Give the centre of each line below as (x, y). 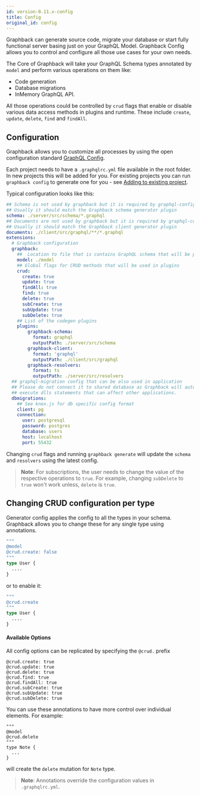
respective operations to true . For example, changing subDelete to (102, 478)
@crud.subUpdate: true (34, 693)
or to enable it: (24, 586)
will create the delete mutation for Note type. (61, 769)
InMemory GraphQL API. (45, 94)
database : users (42, 432)
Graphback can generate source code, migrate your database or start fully (98, 40)
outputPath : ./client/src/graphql (75, 360)
